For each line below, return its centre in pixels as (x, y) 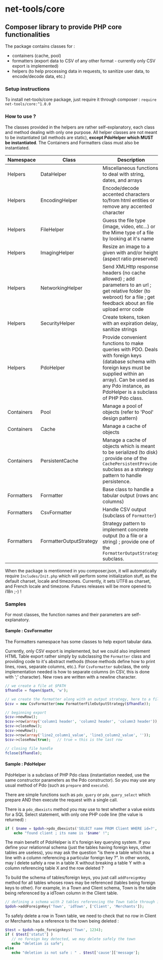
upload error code (123, 309)
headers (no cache (124, 273)
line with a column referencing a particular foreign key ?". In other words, (78, 858)
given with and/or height (130, 253)
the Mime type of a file (128, 232)
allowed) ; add (119, 278)
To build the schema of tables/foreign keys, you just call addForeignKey (76, 878)
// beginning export (26, 712)
